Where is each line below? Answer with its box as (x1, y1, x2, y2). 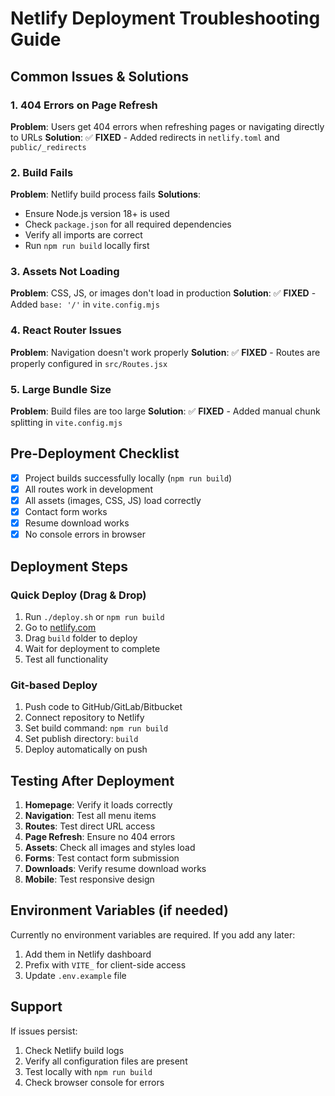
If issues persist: (10, 1025, 78, 1037)
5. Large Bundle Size (10, 382, 112, 396)
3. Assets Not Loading (10, 265, 120, 279)
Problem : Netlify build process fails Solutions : (10, 188, 202, 201)
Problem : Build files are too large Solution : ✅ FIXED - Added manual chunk (10, 405, 321, 417)
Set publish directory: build (24, 733, 139, 745)
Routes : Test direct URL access (24, 820, 156, 832)
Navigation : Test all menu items (24, 810, 157, 822)
